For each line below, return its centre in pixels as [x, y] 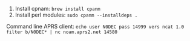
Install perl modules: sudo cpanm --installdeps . [76, 15]
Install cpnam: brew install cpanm [58, 9]
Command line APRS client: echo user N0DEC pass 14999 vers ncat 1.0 [95, 26]
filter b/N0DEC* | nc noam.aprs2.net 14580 [62, 32]
